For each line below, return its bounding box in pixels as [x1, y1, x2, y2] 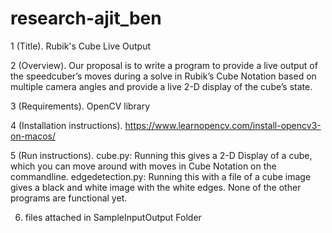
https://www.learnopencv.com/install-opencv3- [124, 119, 322, 131]
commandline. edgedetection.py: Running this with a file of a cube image [10, 170, 312, 182]
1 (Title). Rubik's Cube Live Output [10, 40, 152, 52]
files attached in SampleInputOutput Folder [24, 211, 202, 223]
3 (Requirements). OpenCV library [10, 100, 151, 112]
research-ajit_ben [10, 7, 162, 30]
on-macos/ [10, 130, 57, 142]
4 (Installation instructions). [10, 119, 123, 131]
